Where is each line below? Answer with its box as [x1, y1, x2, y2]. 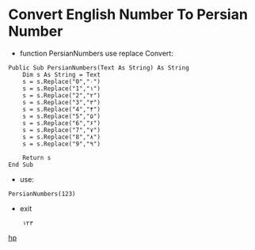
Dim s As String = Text [22, 70, 101, 78]
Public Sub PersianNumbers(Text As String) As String [8, 63, 190, 72]
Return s [22, 153, 51, 161]
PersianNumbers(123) [8, 190, 77, 198]
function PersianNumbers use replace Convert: [19, 48, 174, 58]
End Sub [8, 161, 34, 169]
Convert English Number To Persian [8, 6, 248, 24]
